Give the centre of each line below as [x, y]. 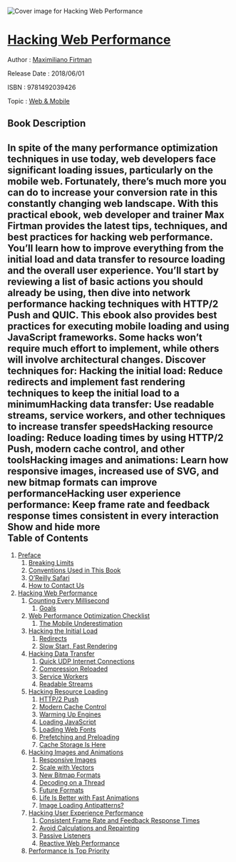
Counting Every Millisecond [68, 601]
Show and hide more [54, 527]
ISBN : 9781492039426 [42, 87]
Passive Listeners [65, 836]
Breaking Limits [51, 563]
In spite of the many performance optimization [113, 147]
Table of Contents [48, 538]
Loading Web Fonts [67, 730]
